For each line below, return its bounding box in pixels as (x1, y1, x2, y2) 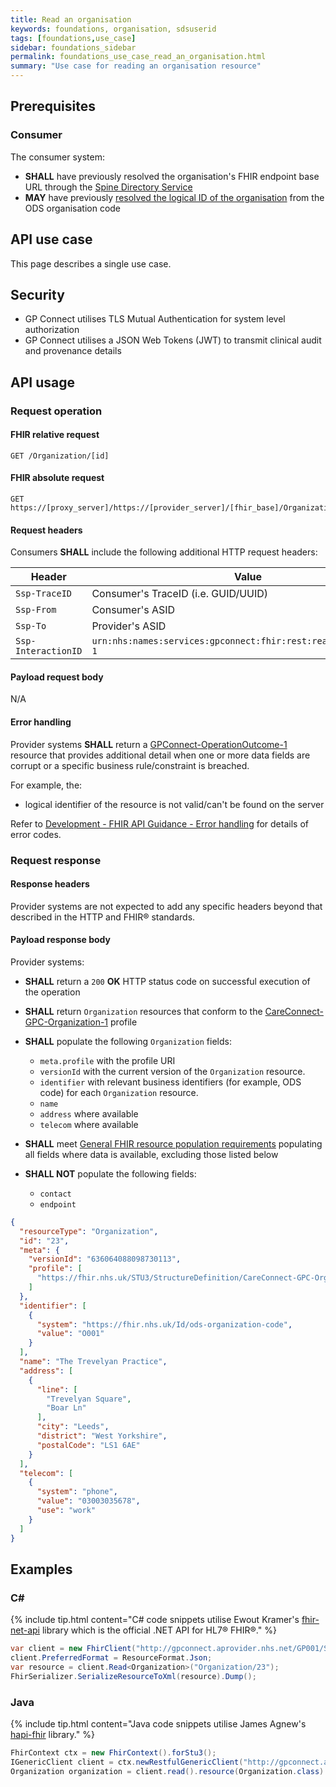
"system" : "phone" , (36, 1487, 118, 1497)
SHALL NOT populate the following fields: (24, 1167, 197, 1180)
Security (10, 286, 65, 303)
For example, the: (10, 779, 83, 791)
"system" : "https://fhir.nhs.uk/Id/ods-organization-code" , (36, 1319, 293, 1330)
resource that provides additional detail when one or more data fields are (10, 749, 311, 761)
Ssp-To (15, 621, 47, 632)
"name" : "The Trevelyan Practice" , (19, 1357, 168, 1367)
